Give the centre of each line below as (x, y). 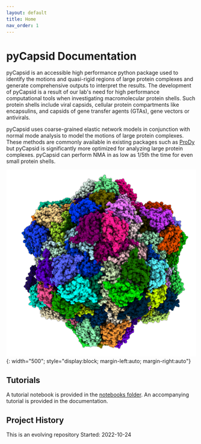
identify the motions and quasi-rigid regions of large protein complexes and (100, 79)
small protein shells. (31, 161)
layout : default (26, 13)
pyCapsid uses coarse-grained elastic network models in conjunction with (98, 129)
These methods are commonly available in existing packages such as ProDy (100, 142)
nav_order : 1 (23, 25)
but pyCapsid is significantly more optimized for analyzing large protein (95, 148)
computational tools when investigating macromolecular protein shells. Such (101, 98)
